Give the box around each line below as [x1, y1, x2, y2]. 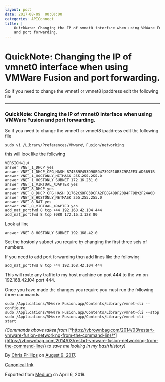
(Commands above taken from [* [5, 327, 72, 333]
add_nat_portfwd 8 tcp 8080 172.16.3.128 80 [5, 212, 98, 217]
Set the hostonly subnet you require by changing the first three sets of [5, 239, 147, 245]
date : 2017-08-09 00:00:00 [5, 12, 63, 17]
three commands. [5, 292, 41, 298]
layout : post [5, 7, 32, 12]
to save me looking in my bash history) [47, 343, 126, 349]
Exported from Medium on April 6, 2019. [5, 372, 86, 378]
